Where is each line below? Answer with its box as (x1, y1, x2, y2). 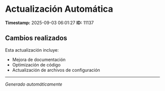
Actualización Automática (5, 3, 113, 15)
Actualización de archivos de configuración (12, 67, 101, 73)
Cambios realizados (5, 34, 67, 42)
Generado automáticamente (5, 81, 62, 87)
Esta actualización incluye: (5, 47, 59, 53)
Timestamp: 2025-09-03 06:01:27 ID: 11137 (5, 20, 94, 26)
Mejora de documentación (12, 57, 66, 62)
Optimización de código (12, 61, 61, 67)
